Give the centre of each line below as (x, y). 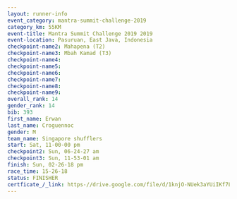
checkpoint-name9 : (34, 92)
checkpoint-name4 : (34, 60)
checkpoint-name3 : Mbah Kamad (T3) (60, 54)
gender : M (22, 132)
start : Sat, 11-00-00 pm (44, 145)
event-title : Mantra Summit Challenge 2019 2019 (80, 34)
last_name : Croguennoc (41, 125)
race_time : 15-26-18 (38, 171)
